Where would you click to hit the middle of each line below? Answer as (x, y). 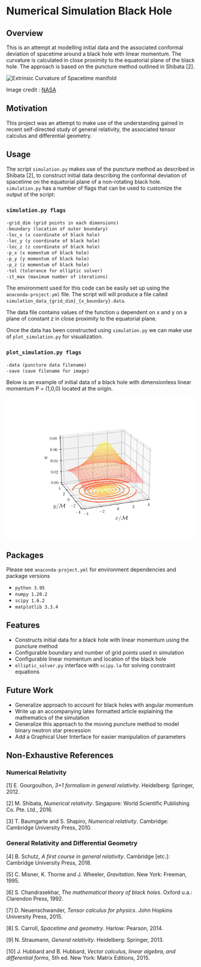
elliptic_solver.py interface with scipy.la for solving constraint (95, 665)
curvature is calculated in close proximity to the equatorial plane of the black (100, 60)
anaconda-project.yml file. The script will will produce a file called (87, 294)
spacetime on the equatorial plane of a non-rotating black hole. (84, 181)
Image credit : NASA (31, 90)
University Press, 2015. (34, 916)
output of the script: (31, 194)
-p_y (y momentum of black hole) (48, 259)
